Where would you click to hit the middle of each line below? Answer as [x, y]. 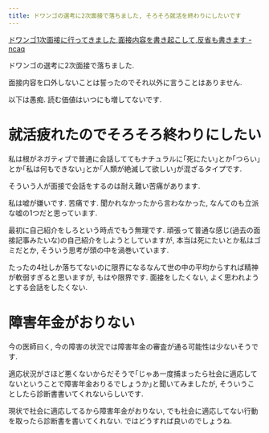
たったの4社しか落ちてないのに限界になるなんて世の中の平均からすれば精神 [134, 267]
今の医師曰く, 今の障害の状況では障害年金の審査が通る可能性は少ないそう [130, 346]
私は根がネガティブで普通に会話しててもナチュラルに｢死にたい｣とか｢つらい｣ [134, 158]
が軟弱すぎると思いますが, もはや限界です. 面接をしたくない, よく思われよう [134, 277]
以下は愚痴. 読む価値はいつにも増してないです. [85, 99]
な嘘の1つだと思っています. [53, 213]
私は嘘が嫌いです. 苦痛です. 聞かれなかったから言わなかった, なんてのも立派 [134, 202]
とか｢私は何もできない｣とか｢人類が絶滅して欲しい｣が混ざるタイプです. [125, 169]
